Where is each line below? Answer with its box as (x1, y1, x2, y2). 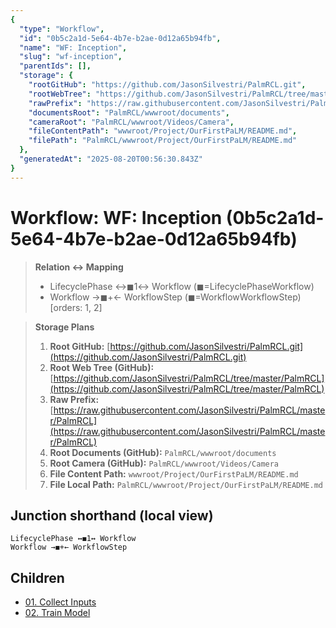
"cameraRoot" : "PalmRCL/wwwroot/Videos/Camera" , (28, 117, 235, 127)
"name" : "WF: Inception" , (19, 42, 128, 53)
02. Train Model (24, 607, 91, 619)
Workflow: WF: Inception (10, 206, 223, 229)
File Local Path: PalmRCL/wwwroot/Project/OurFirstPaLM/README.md (49, 478, 323, 490)
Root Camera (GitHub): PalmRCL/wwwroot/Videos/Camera (49, 457, 280, 469)
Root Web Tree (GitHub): (49, 361, 155, 373)
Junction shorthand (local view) (10, 507, 214, 524)
